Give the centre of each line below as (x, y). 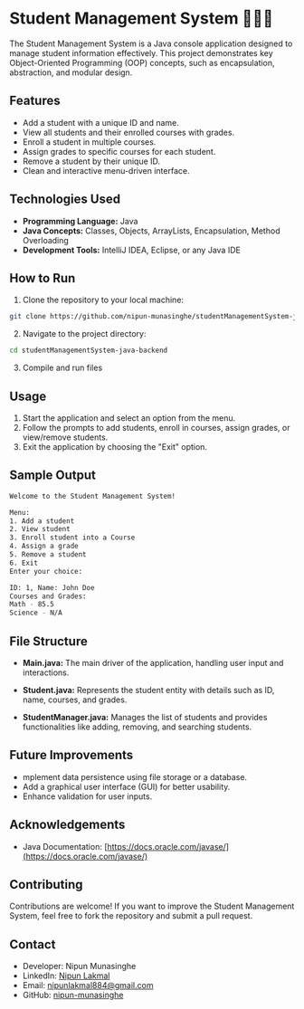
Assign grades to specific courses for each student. (119, 151)
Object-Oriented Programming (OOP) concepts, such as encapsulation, (142, 62)
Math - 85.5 (32, 604)
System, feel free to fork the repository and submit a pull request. (131, 916)
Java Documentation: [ (65, 846)
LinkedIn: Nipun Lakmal (66, 976)
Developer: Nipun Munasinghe (79, 966)
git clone (28, 317)
